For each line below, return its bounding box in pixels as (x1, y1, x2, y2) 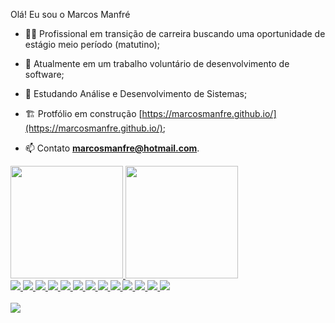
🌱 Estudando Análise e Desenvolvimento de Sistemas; (24, 88, 248, 99)
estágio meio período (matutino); (24, 39, 161, 50)
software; (24, 69, 65, 80)
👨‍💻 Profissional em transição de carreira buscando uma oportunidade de (24, 28, 326, 39)
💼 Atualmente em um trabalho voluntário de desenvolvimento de (24, 58, 290, 69)
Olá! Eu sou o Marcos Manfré (10, 9, 131, 20)
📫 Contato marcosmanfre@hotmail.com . (24, 142, 200, 154)
